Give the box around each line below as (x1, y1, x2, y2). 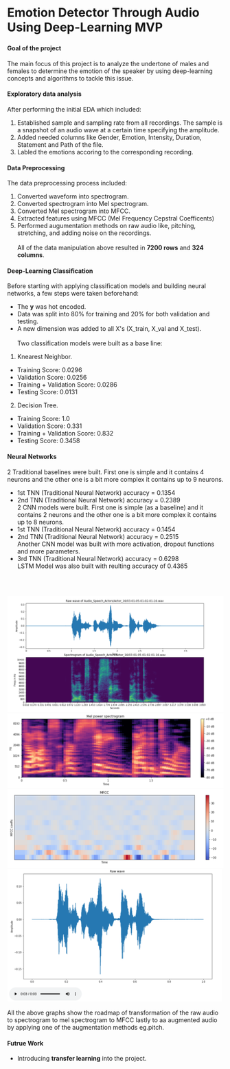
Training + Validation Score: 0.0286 (16, 380, 118, 389)
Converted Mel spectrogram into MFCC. (16, 207, 130, 215)
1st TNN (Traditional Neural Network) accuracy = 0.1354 (16, 488, 176, 497)
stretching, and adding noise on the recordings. (16, 229, 152, 237)
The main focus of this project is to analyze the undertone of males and (7, 59, 209, 68)
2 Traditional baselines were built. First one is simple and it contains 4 (7, 467, 205, 476)
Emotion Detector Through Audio (7, 5, 200, 21)
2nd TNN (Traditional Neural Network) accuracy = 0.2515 (16, 532, 179, 540)
